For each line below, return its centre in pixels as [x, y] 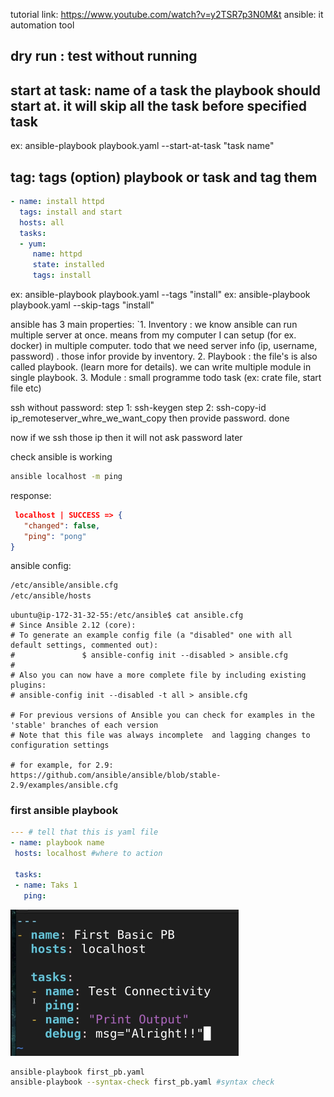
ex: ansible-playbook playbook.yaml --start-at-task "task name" [142, 146]
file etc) [26, 388]
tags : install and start [71, 212]
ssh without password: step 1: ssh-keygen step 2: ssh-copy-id [138, 408]
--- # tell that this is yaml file [84, 832]
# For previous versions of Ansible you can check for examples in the [162, 715]
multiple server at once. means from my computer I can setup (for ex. [153, 335]
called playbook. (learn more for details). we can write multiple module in [161, 367]
